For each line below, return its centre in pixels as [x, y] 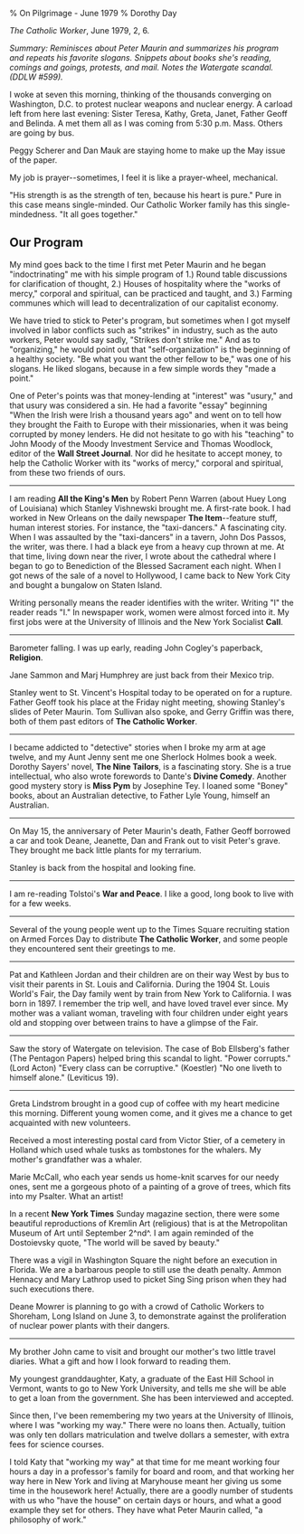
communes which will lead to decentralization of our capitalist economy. [144, 303]
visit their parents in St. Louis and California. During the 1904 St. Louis [140, 984]
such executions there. [52, 1289]
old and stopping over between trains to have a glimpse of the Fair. [134, 1022]
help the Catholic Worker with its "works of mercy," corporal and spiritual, [147, 463]
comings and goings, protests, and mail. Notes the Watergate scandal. [142, 67]
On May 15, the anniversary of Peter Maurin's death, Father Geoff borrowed [150, 830]
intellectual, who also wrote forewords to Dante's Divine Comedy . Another [148, 776]
